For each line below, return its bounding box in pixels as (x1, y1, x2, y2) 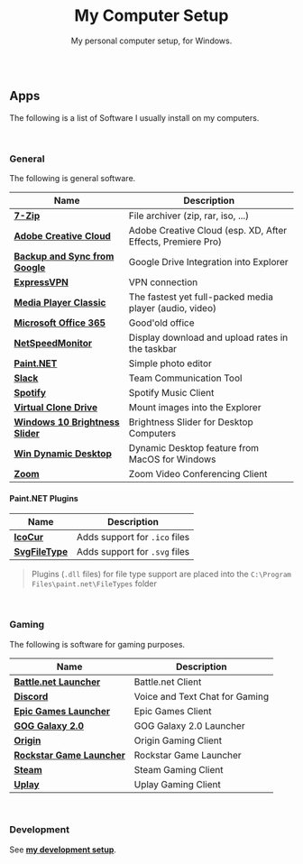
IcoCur (14, 531, 44, 544)
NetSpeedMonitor (14, 337, 93, 350)
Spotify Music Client (128, 387, 215, 400)
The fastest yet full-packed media (128, 290, 273, 303)
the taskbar (128, 343, 178, 355)
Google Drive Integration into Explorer (128, 256, 289, 269)
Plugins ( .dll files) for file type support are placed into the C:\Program (31, 569, 291, 580)
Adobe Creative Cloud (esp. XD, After (128, 225, 288, 237)
